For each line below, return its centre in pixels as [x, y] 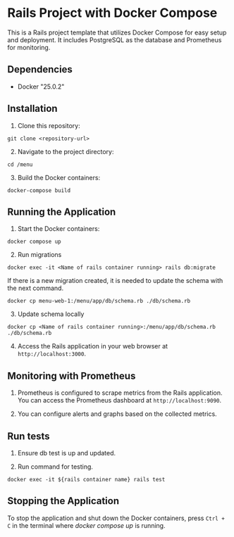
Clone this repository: [49, 125]
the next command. [36, 288]
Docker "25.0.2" [41, 87]
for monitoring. [29, 47]
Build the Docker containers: [59, 177]
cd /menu [20, 164]
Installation [32, 109]
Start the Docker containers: [58, 229]
